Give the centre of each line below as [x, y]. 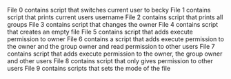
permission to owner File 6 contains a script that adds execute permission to [115, 39]
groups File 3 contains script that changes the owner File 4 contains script [113, 24]
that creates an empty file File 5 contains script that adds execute [100, 32]
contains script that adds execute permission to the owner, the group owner [115, 54]
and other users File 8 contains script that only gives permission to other [110, 61]
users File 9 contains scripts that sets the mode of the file [89, 68]
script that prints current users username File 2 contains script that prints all [115, 17]
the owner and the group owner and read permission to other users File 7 [111, 46]
